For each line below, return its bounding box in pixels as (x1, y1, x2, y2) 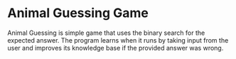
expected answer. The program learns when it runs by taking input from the (7, 36, 229, 44)
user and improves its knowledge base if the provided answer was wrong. (7, 43, 224, 52)
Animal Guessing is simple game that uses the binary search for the (7, 28, 205, 37)
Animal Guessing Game (7, 5, 149, 21)
